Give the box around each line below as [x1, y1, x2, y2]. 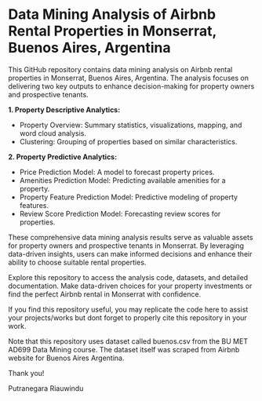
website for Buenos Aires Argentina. [8, 353, 125, 363]
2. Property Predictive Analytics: [8, 151, 118, 162]
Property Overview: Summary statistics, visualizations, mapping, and [19, 120, 242, 129]
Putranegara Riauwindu [8, 383, 84, 393]
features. [19, 200, 49, 210]
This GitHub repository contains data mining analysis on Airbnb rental [8, 64, 233, 74]
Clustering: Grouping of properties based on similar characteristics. [19, 137, 238, 146]
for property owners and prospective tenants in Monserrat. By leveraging [8, 241, 245, 250]
